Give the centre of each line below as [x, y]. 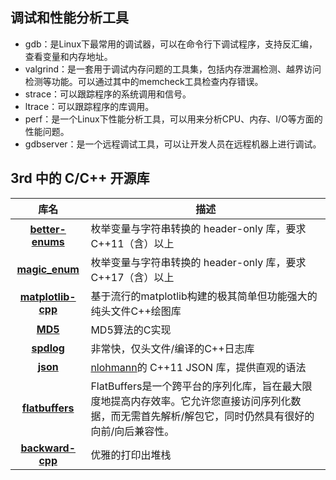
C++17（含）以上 [132, 277]
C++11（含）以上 [132, 243]
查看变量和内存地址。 [68, 56]
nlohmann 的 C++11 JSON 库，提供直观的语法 [198, 367]
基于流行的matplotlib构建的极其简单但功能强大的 [204, 296]
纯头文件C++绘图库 [136, 311]
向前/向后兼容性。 [132, 431]
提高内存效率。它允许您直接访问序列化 [201, 401]
